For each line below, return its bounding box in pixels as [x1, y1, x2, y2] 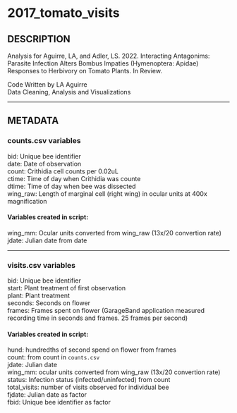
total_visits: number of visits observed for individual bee [7, 383, 169, 392]
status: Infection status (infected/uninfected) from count [7, 376, 171, 384]
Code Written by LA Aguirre [7, 80, 88, 89]
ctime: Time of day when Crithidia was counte [7, 174, 141, 183]
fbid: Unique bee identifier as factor [7, 398, 111, 407]
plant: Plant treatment [7, 291, 71, 300]
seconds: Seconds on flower [7, 299, 90, 307]
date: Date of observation [7, 159, 82, 168]
